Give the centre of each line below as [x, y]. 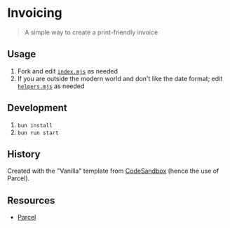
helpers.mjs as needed [51, 86]
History [24, 154]
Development [38, 108]
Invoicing [35, 13]
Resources [31, 200]
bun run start [38, 133]
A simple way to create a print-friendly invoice [91, 32]
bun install [35, 125]
